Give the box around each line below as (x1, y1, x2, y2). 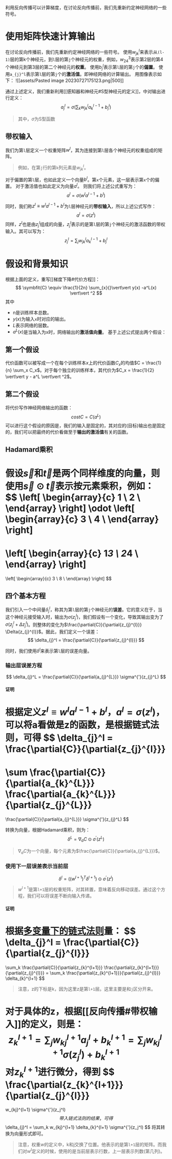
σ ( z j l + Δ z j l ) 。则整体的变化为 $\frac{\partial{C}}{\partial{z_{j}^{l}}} (5, 620, 142, 629)
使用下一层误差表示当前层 (5, 862, 69, 870)
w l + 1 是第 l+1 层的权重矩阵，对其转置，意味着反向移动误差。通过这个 (17, 886, 161, 893)
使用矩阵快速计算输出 (5, 31, 96, 43)
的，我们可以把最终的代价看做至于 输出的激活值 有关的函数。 (5, 429, 131, 435)
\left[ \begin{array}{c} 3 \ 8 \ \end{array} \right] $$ (5, 576, 112, 582)
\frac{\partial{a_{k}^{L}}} (5, 788, 116, 800)
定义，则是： (30, 1018, 84, 1030)
